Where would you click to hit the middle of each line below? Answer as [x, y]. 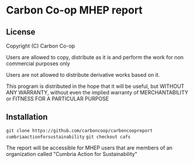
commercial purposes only [38, 63]
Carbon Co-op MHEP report [75, 10]
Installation [27, 117]
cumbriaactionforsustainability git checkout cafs [68, 137]
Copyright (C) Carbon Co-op [41, 46]
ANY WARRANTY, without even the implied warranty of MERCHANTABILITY [97, 92]
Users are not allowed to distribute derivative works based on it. [83, 75]
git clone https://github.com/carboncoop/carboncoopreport [79, 130]
